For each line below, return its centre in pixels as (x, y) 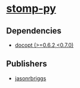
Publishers (27, 64)
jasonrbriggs (30, 78)
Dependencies (34, 31)
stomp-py (31, 9)
